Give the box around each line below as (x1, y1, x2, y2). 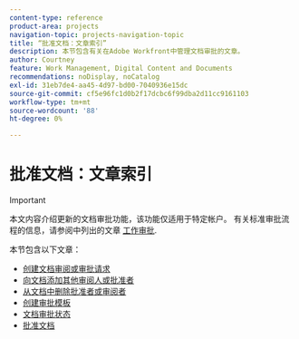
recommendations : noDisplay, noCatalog (9, 73, 160, 82)
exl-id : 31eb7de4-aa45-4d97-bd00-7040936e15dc (9, 81, 188, 90)
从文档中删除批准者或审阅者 (22, 286, 127, 297)
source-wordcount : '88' (9, 106, 100, 115)
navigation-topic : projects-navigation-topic (9, 30, 184, 39)
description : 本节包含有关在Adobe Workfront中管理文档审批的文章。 (9, 47, 245, 56)
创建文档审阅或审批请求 (22, 264, 111, 275)
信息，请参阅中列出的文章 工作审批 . (24, 225, 157, 236)
